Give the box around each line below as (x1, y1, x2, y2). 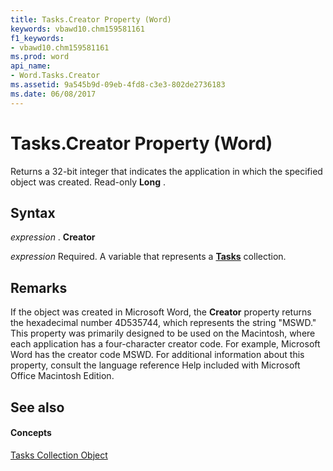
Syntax (10, 204, 56, 221)
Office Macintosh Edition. (10, 370, 115, 382)
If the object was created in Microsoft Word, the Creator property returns (10, 306, 312, 318)
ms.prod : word (10, 52, 70, 62)
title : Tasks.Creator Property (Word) (10, 14, 172, 25)
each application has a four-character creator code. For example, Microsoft (10, 338, 321, 350)
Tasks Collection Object (10, 449, 108, 461)
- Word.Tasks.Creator (10, 71, 101, 81)
